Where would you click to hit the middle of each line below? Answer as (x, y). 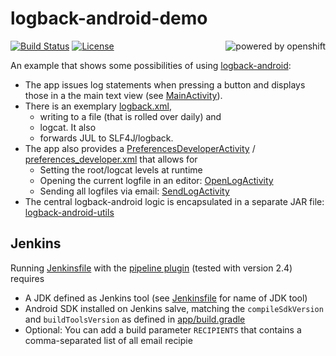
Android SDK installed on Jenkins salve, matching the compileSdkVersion (174, 308)
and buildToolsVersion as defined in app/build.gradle (135, 319)
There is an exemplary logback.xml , (98, 106)
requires (27, 278)
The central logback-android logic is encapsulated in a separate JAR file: (174, 201)
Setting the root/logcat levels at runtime (121, 169)
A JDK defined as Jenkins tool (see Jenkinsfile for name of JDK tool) (166, 298)
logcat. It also (68, 127)
